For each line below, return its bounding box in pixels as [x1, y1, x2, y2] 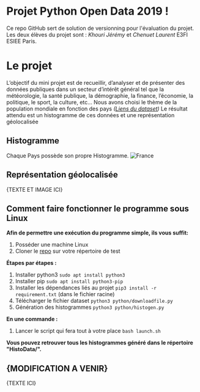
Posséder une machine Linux [15, 241, 89, 249]
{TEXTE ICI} [6, 380, 37, 387]
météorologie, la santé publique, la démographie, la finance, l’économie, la [6, 92, 194, 99]
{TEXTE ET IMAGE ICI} [6, 186, 63, 193]
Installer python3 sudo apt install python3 [15, 271, 125, 278]
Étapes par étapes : [6, 260, 57, 267]
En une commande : [6, 316, 58, 323]
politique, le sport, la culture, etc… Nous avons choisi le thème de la [6, 98, 177, 106]
